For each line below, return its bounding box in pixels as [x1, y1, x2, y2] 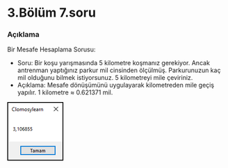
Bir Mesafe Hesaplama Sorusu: [7, 45, 96, 53]
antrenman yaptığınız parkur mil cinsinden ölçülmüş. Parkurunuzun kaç [17, 66, 221, 74]
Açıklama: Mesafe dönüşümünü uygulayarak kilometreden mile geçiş [17, 81, 214, 90]
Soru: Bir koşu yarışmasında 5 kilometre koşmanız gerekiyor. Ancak [17, 59, 211, 67]
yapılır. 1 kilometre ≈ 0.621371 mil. [17, 88, 113, 96]
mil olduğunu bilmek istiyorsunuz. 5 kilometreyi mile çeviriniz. [17, 74, 193, 82]
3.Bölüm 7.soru [7, 5, 96, 21]
